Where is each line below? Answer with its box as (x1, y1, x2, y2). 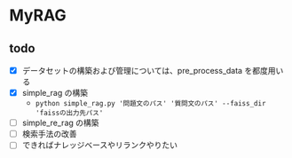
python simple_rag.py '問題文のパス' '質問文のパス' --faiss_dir (35, 99, 266, 108)
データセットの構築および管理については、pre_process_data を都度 (21, 66, 268, 75)
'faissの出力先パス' (35, 108, 104, 118)
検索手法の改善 (21, 129, 77, 139)
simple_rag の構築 (21, 88, 89, 99)
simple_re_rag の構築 (21, 117, 99, 129)
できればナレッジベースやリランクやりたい (21, 139, 178, 151)
